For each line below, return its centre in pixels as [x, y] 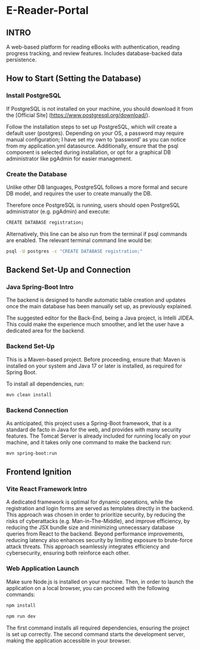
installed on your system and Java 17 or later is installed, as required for [94, 366]
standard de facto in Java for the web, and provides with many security [94, 429]
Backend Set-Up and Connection [69, 270]
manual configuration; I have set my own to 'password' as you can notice [96, 139]
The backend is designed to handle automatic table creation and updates [96, 300]
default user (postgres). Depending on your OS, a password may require [95, 133]
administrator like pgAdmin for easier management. [69, 158]
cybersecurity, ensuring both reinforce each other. [68, 553]
